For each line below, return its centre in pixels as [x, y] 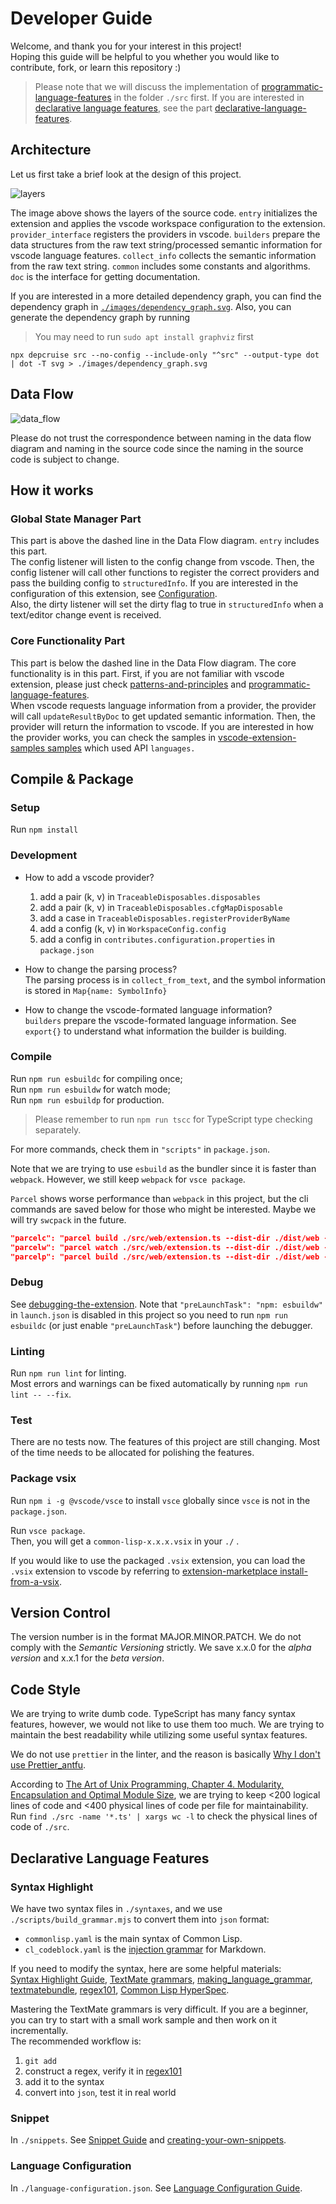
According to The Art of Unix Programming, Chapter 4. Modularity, [147, 1784]
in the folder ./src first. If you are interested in [209, 97]
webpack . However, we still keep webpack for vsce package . [128, 1179]
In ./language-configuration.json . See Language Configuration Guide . [156, 2188]
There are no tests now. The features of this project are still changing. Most [165, 1442]
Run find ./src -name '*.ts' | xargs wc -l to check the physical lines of [164, 1816]
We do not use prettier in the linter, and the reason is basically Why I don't [165, 1754]
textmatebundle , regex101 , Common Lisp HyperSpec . [120, 1989]
